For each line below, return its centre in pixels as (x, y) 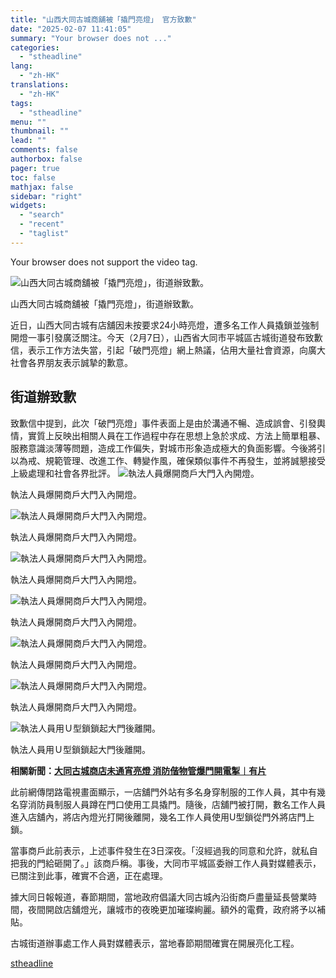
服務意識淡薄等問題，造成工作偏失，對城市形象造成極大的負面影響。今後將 (163, 448)
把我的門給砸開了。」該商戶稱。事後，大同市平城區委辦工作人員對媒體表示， (166, 863)
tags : (21, 103)
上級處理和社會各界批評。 (63, 473)
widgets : (28, 206)
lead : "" (28, 141)
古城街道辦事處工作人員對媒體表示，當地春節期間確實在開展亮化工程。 (155, 943)
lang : (21, 66)
